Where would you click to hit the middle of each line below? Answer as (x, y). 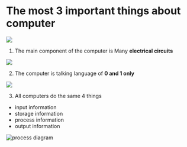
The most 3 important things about (93, 11)
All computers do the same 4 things (58, 96)
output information (37, 126)
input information (36, 107)
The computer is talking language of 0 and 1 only (75, 73)
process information (39, 120)
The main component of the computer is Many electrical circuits (94, 51)
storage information (39, 113)
